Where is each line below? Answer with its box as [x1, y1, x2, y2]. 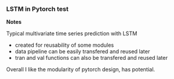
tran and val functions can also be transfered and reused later [14, 54, 168, 62]
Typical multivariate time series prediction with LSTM [6, 30, 137, 37]
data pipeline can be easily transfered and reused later [14, 48, 150, 55]
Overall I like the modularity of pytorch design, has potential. [6, 66, 155, 73]
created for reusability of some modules [14, 41, 114, 49]
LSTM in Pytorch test [6, 5, 69, 13]
